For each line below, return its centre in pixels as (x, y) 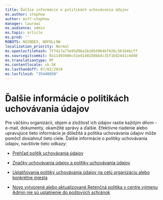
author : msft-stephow (27, 19)
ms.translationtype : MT (30, 60)
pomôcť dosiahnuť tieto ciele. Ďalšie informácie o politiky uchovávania (76, 138)
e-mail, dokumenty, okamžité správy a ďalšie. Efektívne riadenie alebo (76, 128)
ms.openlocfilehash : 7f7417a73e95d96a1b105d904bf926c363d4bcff (71, 51)
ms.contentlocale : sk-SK (31, 65)
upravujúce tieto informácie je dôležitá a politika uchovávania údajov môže (81, 133)
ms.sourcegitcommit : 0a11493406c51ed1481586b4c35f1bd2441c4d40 (71, 56)
